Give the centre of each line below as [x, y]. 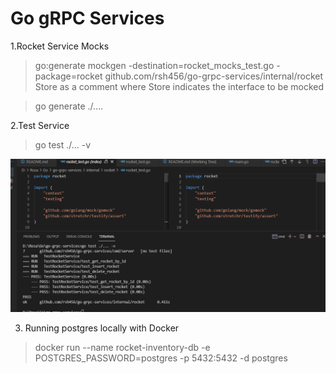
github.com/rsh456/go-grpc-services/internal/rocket [214, 76]
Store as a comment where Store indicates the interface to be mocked [179, 86]
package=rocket [68, 76]
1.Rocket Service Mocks [60, 46]
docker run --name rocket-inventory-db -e [122, 348]
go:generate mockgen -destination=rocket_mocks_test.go [154, 65]
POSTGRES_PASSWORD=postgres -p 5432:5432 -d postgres [161, 358]
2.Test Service [40, 125]
